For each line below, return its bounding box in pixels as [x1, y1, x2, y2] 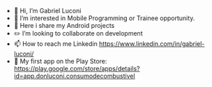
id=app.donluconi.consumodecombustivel [13, 72, 135, 80]
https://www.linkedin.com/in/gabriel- [98, 40, 205, 48]
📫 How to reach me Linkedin [13, 40, 98, 48]
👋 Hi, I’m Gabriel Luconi [13, 7, 82, 15]
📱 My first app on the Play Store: [13, 57, 107, 65]
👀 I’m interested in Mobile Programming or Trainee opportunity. [13, 14, 195, 22]
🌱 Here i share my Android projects [13, 22, 115, 29]
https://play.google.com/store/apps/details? [13, 65, 140, 72]
